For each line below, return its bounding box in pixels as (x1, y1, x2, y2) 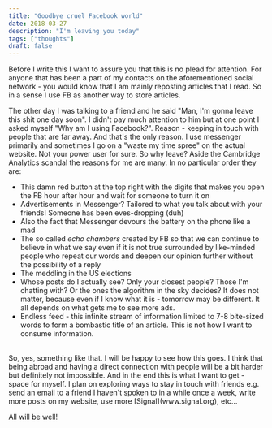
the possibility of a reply (19, 260, 101, 270)
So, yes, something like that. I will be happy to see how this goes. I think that (8, 353, 264, 363)
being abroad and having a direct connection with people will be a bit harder (8, 362, 264, 372)
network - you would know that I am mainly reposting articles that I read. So (8, 82, 262, 92)
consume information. (19, 329, 94, 339)
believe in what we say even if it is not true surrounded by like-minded (19, 243, 256, 253)
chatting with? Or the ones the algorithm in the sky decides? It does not (19, 286, 260, 296)
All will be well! (8, 412, 58, 422)
